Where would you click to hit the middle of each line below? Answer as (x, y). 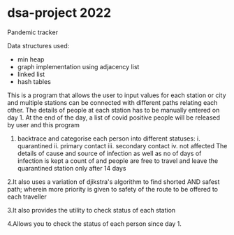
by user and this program (44, 124)
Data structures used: (38, 45)
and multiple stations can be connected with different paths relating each (112, 102)
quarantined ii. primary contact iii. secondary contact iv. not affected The (122, 145)
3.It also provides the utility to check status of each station (92, 210)
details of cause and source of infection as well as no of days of (109, 153)
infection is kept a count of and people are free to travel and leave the (118, 161)
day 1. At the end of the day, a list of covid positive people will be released (114, 117)
